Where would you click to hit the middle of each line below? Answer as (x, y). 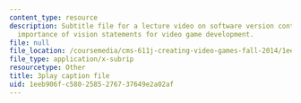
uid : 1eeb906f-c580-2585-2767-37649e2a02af (92, 84)
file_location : (38, 51)
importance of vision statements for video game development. (136, 34)
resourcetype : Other (48, 68)
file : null (30, 43)
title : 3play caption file (60, 76)
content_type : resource (54, 17)
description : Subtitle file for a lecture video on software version (142, 26)
